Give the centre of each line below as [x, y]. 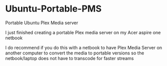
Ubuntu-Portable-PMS [54, 9]
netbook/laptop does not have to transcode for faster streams [70, 58]
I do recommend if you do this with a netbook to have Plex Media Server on [84, 47]
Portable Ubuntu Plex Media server [42, 23]
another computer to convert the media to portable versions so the [75, 53]
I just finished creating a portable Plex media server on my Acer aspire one [83, 32]
